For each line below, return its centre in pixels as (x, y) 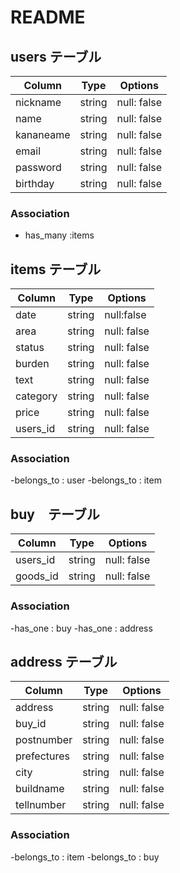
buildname (40, 789)
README (48, 17)
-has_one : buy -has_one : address (81, 628)
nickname (38, 102)
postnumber (44, 740)
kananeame (43, 134)
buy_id (31, 724)
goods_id (37, 576)
